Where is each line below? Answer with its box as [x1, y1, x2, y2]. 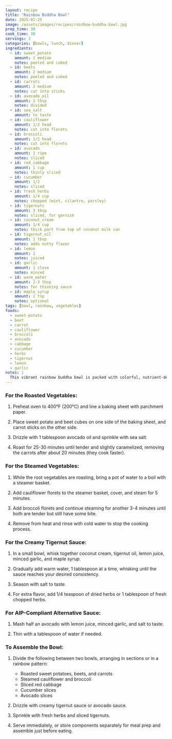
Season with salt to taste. [12, 581, 67, 587]
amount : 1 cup [14, 165, 45, 170]
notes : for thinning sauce [14, 284, 72, 289]
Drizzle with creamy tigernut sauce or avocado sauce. [12, 703, 127, 709]
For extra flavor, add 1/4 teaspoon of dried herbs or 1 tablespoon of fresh [12, 591, 167, 597]
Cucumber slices [20, 687, 56, 693]
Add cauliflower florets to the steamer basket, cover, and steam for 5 [12, 490, 158, 496]
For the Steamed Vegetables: [5, 462, 79, 470]
